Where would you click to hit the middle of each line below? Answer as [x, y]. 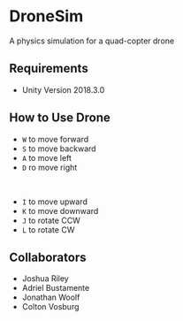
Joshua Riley [45, 279]
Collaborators [48, 257]
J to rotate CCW [51, 220]
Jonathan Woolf [51, 297]
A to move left [47, 157]
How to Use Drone [60, 118]
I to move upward [55, 202]
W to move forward [55, 139]
